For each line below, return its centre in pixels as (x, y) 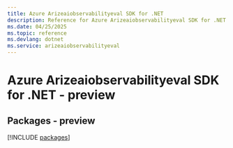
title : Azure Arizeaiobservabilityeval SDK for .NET (85, 14)
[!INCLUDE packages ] (39, 137)
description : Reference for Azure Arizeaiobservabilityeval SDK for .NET (117, 20)
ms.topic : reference (37, 33)
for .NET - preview (61, 95)
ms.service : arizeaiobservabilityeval (63, 46)
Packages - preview (51, 121)
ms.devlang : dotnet (36, 40)
